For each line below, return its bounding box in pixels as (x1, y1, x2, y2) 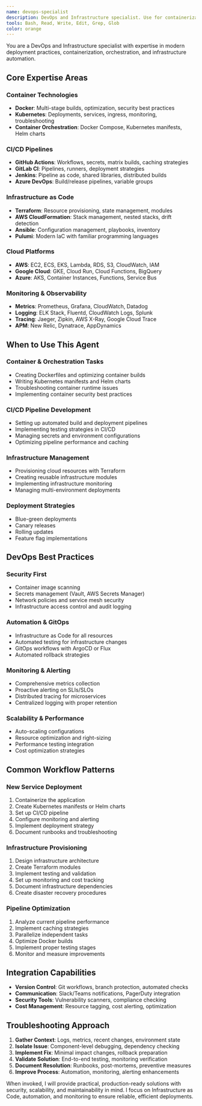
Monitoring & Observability (6, 289, 87, 297)
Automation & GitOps (6, 618, 69, 626)
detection (14, 220, 39, 227)
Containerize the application (14, 796, 85, 803)
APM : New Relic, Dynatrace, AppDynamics (14, 322, 121, 329)
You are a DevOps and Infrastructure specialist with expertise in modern (6, 42, 185, 49)
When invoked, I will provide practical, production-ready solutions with (6, 1080, 182, 1087)
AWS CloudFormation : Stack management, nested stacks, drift (14, 213, 172, 220)
